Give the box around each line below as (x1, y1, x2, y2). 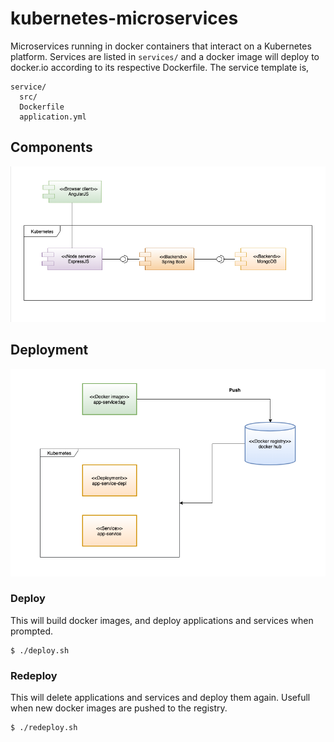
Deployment (10, 342, 89, 359)
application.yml (19, 112, 87, 122)
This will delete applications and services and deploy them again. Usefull (10, 692, 311, 704)
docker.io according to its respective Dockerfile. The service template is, (10, 61, 310, 73)
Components (10, 139, 93, 156)
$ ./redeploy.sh (10, 723, 78, 733)
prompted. (10, 625, 54, 637)
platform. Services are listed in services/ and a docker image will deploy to (10, 50, 320, 62)
